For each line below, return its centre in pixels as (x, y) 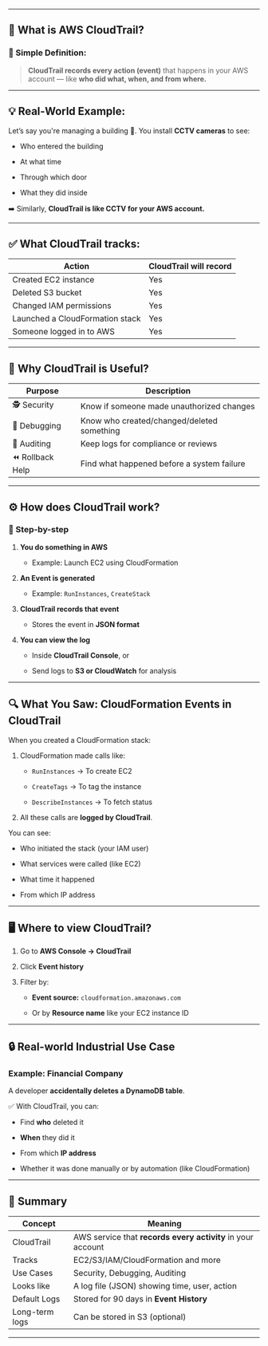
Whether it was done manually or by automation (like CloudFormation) (135, 1169)
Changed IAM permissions (62, 306)
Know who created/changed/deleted (149, 421)
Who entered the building (61, 146)
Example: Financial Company (66, 1073)
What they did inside (53, 192)
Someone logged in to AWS (64, 332)
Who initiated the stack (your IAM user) (84, 848)
